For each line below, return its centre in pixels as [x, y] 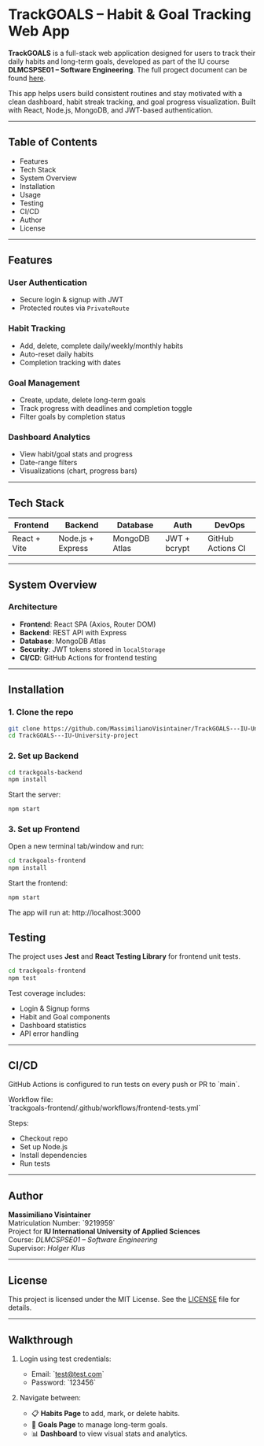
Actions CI [227, 549]
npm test [22, 978]
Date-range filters [48, 463]
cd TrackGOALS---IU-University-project [73, 736]
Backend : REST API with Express [73, 632]
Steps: [18, 1123]
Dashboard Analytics [49, 437]
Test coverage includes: [47, 993]
